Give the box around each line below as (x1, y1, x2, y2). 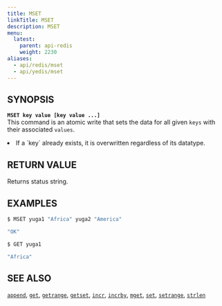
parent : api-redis (19, 42, 73, 49)
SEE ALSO (7, 272, 52, 284)
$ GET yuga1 (7, 240, 41, 248)
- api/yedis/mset (13, 68, 64, 75)
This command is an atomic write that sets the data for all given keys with (7, 118, 216, 127)
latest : (13, 36, 36, 43)
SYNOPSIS (7, 93, 55, 105)
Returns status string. (7, 177, 68, 186)
